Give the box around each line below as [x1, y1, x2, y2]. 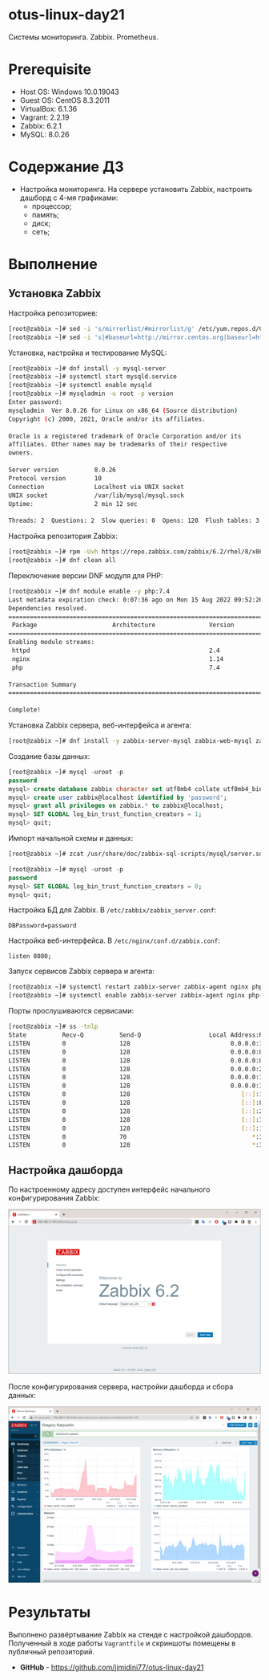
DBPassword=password [8, 922, 78, 930]
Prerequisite [8, 60, 92, 79]
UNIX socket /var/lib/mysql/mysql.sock [8, 491, 184, 500]
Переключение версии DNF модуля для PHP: [8, 570, 163, 580]
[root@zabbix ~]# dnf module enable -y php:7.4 [8, 587, 171, 595]
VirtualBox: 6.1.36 [19, 104, 78, 113]
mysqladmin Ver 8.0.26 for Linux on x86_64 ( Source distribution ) [8, 406, 239, 414]
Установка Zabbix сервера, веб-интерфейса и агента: [8, 720, 192, 730]
